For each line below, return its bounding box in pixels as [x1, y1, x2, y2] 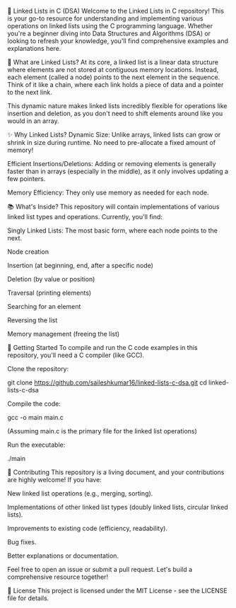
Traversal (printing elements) [7, 288, 92, 297]
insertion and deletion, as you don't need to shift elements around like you [7, 110, 223, 117]
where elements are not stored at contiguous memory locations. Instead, [7, 66, 219, 74]
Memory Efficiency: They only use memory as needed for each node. [7, 188, 210, 197]
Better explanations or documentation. [7, 551, 119, 560]
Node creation [7, 247, 49, 256]
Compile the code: [7, 399, 61, 408]
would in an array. [7, 117, 60, 125]
